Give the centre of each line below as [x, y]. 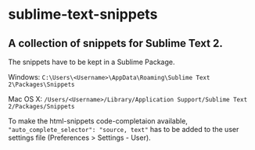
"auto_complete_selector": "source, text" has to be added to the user [124, 129]
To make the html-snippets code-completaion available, [98, 121]
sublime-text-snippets [83, 14]
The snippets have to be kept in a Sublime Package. [92, 62]
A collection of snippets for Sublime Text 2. [115, 43]
